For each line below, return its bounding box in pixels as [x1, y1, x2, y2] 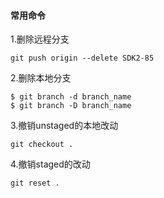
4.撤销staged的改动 [10, 158, 91, 170]
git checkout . [10, 140, 74, 150]
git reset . [10, 178, 60, 189]
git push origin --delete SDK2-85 [10, 53, 155, 64]
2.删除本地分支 [10, 72, 72, 84]
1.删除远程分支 [10, 33, 70, 45]
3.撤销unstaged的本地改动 [10, 120, 119, 132]
